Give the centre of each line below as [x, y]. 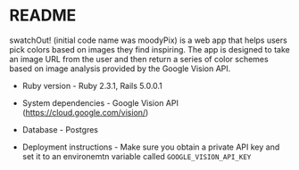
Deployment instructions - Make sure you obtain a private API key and [151, 147]
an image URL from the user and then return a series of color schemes [139, 59]
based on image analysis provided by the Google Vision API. [120, 69]
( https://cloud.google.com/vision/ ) [85, 112]
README [43, 16]
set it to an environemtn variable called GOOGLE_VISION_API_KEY [137, 156]
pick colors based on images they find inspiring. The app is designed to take [149, 49]
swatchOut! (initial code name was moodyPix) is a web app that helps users [148, 40]
